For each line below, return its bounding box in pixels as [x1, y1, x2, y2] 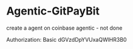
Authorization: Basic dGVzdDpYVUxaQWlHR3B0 [6, 36, 127, 43]
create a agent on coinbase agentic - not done [6, 24, 123, 31]
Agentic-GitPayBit [6, 4, 100, 18]
